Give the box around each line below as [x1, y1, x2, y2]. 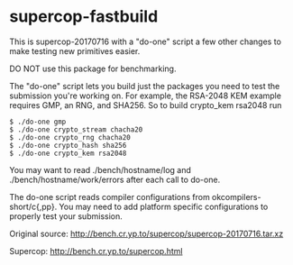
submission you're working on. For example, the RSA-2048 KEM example [9, 90, 282, 101]
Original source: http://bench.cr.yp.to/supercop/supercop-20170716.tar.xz [9, 228, 284, 239]
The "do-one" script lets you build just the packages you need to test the [9, 80, 280, 91]
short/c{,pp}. [9, 201, 58, 212]
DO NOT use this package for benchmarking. [9, 63, 177, 74]
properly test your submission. [9, 210, 124, 222]
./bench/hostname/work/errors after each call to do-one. [9, 174, 221, 185]
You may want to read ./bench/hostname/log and [9, 164, 192, 175]
